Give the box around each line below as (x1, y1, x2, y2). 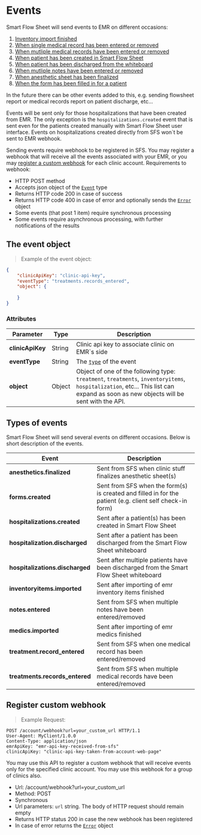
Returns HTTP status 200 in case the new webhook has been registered (14, 815, 193, 822)
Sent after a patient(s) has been (96, 514, 186, 522)
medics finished (96, 630, 142, 638)
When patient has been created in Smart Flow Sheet (14, 54, 144, 61)
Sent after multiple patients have (96, 556, 188, 564)
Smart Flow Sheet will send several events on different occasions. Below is (6, 433, 190, 441)
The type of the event (75, 358, 136, 366)
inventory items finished (96, 588, 165, 596)
